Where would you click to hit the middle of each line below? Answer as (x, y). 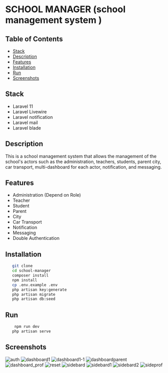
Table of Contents (34, 39)
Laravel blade (27, 128)
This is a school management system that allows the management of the (81, 156)
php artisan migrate (34, 294)
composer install (30, 275)
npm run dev (27, 327)
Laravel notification (33, 117)
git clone (22, 266)
